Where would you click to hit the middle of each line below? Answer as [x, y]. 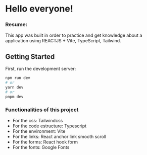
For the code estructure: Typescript [50, 126]
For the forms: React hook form [45, 142]
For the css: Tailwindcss [38, 120]
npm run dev [18, 78]
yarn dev [14, 88]
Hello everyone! [39, 9]
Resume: [16, 25]
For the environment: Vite [39, 131]
